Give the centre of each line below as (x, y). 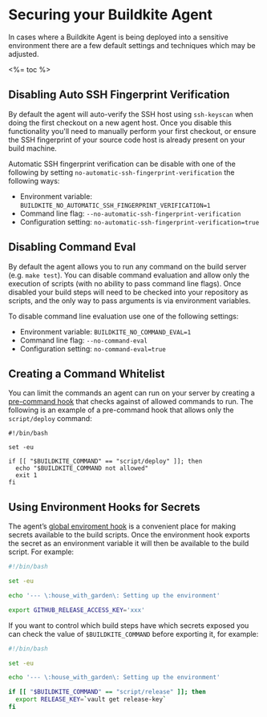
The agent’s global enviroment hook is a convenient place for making (122, 526)
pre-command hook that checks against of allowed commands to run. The (131, 402)
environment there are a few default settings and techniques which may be (132, 45)
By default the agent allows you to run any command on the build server (127, 266)
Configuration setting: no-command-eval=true (93, 348)
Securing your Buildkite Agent (110, 15)
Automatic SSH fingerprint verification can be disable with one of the (122, 164)
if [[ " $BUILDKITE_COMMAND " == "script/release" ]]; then (107, 692)
